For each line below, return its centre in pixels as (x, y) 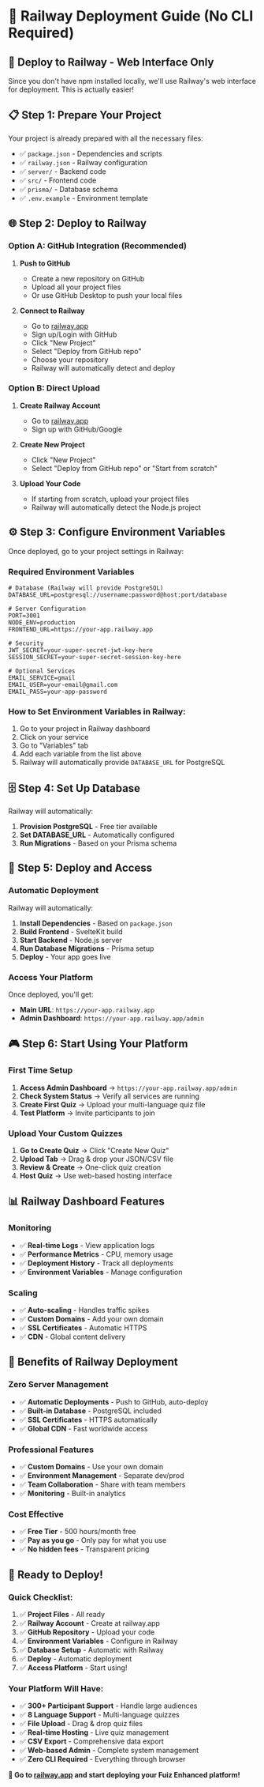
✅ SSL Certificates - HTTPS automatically (88, 1419)
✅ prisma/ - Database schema (69, 189)
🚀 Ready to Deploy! (56, 1575)
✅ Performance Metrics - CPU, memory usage (96, 1254)
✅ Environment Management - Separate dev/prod (102, 1475)
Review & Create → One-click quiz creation (90, 1167)
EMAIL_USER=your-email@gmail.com (63, 684)
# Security (26, 643)
